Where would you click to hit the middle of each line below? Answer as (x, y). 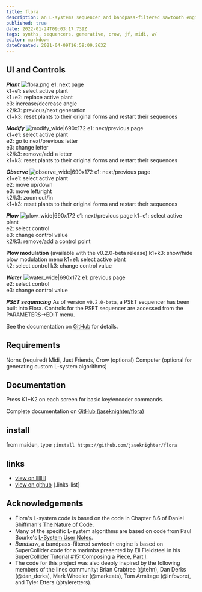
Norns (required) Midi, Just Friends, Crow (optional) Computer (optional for (99, 360)
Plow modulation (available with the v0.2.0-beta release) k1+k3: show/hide (99, 253)
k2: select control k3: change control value (59, 265)
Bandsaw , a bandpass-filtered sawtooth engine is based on (89, 544)
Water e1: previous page (66, 277)
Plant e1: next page (45, 84)
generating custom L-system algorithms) (57, 366)
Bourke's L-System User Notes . (54, 537)
